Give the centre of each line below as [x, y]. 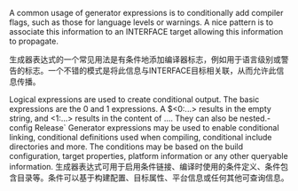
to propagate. [34, 41]
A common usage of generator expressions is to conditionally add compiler [146, 13]
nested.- [255, 118]
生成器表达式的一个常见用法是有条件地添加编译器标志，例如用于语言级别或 [145, 60]
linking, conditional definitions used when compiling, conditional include [141, 137]
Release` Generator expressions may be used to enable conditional [157, 127]
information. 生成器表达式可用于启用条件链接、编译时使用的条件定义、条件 [145, 167]
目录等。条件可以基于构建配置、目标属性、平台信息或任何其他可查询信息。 [153, 178]
